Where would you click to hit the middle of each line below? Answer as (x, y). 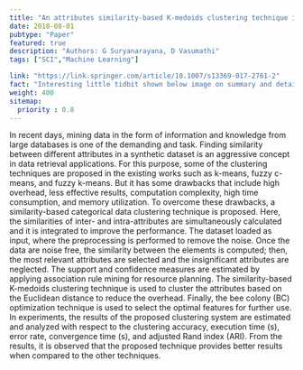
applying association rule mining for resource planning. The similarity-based (151, 279)
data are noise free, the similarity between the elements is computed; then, (149, 250)
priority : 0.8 (46, 109)
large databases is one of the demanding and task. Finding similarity (136, 144)
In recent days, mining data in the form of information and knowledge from (148, 135)
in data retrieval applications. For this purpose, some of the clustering (138, 164)
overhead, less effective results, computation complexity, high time (134, 193)
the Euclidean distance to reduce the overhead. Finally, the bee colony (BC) (150, 298)
